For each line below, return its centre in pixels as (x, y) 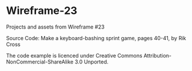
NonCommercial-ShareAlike (40, 62)
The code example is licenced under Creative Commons (74, 55)
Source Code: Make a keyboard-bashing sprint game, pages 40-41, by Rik (96, 38)
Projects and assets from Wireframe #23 (55, 27)
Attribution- (158, 55)
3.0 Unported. (92, 62)
